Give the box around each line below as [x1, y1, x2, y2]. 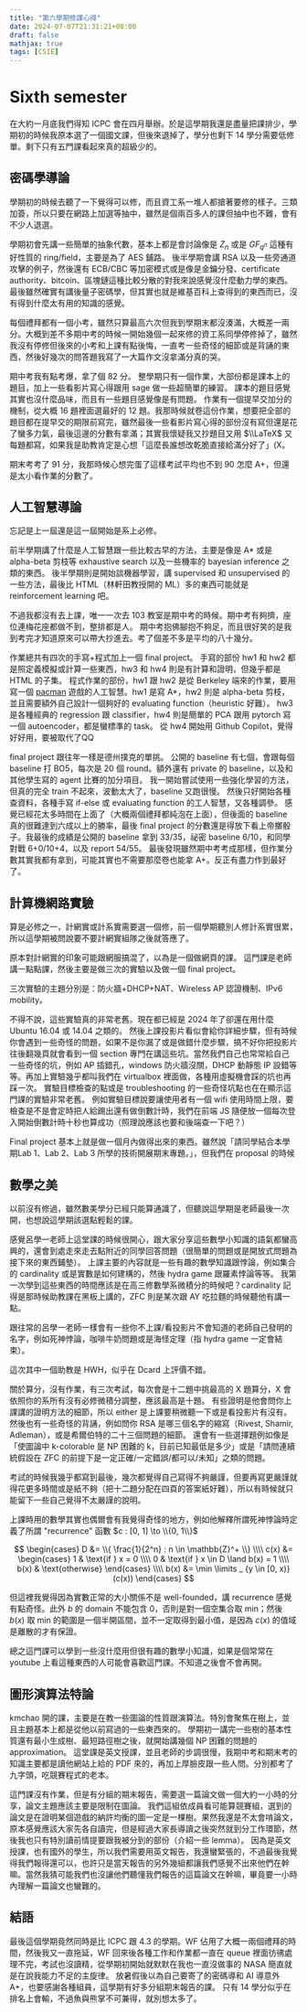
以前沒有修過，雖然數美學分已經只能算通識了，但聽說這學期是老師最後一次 [9, 1204, 290, 1215]
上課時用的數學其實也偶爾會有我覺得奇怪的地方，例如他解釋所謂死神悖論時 [9, 1514, 290, 1525]
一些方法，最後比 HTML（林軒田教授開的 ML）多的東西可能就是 [9, 579, 249, 590]
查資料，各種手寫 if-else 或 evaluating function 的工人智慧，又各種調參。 [9, 797, 283, 808]
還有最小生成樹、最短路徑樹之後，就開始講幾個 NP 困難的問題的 [16, 1735, 258, 1746]
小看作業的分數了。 [25, 470, 98, 481]
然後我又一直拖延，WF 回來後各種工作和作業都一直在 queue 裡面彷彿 [25, 1947, 285, 1958]
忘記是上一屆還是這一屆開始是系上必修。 [9, 525, 162, 536]
